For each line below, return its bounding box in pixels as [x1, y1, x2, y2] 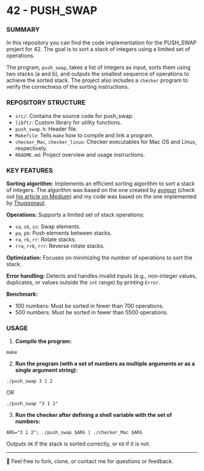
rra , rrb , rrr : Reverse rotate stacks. [15, 242, 105, 250]
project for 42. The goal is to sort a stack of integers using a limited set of [6, 46, 191, 53]
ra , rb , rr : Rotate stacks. [15, 236, 76, 243]
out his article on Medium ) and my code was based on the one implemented [6, 193, 197, 201]
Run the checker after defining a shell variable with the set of [15, 411, 172, 419]
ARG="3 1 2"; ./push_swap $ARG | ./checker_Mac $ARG [6, 430, 143, 436]
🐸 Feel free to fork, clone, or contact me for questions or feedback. [6, 458, 174, 465]
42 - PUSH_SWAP [6, 4, 98, 18]
